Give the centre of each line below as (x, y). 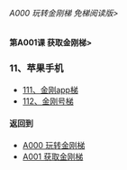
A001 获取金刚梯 (53, 156)
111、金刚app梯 (50, 90)
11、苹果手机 (36, 69)
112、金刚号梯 (48, 101)
